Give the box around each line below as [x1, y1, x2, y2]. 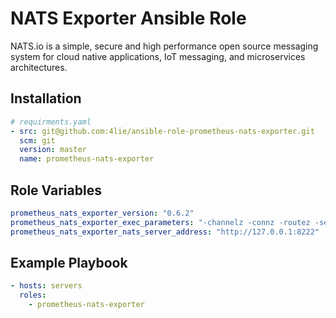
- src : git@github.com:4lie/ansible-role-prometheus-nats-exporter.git [10, 126, 315, 136]
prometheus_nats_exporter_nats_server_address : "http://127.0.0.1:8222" [10, 227, 320, 237]
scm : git [19, 135, 56, 146]
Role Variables [10, 182, 102, 199]
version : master [19, 145, 87, 155]
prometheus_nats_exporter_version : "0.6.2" [10, 208, 195, 218]
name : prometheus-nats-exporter [19, 154, 155, 164]
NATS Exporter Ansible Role [10, 7, 247, 30]
